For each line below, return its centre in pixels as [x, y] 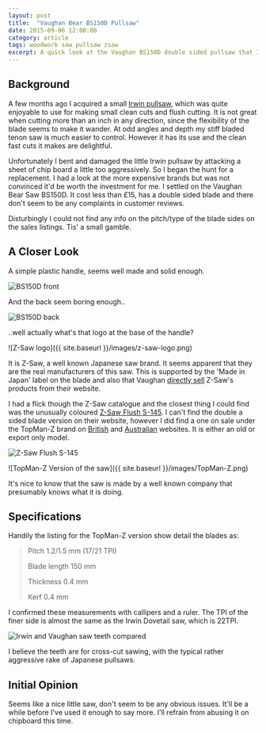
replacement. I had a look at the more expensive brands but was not [119, 178]
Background [39, 84]
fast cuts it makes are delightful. [61, 145]
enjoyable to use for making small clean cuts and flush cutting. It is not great [133, 112]
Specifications [45, 517]
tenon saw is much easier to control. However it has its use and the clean [127, 137]
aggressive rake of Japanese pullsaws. [72, 660]
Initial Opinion [43, 685]
